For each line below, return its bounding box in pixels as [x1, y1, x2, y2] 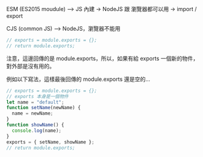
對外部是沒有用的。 [6, 62, 55, 69]
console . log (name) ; [12, 128, 62, 134]
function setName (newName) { [6, 105, 81, 111]
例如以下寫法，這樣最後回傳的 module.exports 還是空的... [6, 75, 150, 83]
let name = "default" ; [6, 99, 64, 105]
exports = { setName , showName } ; [6, 139, 95, 145]
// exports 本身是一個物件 [6, 93, 69, 99]
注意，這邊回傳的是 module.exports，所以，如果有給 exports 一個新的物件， [6, 55, 199, 62]
